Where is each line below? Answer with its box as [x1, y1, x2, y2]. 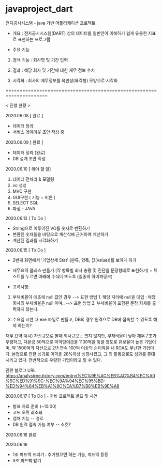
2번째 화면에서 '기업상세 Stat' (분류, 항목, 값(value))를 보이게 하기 [12, 257, 137, 263]
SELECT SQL [12, 200, 39, 205]
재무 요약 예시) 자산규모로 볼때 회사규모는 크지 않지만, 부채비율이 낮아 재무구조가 [5, 333, 157, 339]
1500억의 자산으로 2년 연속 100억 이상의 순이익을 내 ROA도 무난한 [16, 345, 142, 351]
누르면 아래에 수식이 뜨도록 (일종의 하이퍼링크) [25, 273, 113, 279]
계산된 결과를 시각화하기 [12, 237, 59, 243]
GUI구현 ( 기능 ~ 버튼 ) [12, 194, 56, 200]
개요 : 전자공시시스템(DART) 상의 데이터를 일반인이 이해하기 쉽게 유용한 [12, 30, 147, 36]
